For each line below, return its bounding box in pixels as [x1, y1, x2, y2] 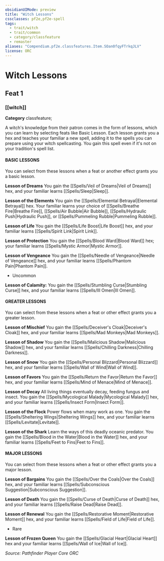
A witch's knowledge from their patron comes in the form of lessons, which [5, 125, 158, 131]
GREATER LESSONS [5, 299, 47, 305]
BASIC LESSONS [5, 157, 40, 163]
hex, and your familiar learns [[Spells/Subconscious [5, 481, 109, 487]
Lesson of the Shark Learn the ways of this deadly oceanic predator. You [5, 428, 154, 434]
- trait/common [9, 30, 41, 35]
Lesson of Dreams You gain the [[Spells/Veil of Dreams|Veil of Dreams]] [5, 183, 151, 189]
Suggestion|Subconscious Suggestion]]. [5, 487, 87, 492]
